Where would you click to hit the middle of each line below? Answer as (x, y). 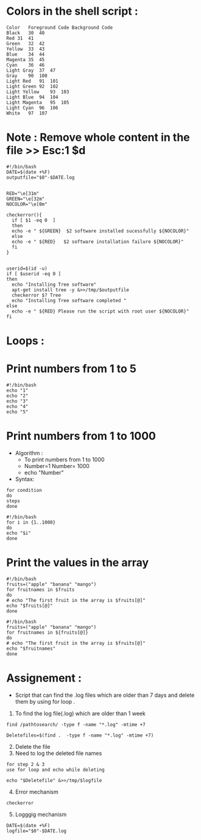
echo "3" (17, 401)
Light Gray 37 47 (31, 70)
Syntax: (25, 479)
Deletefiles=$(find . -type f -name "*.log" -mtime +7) (80, 735)
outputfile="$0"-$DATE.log (41, 177)
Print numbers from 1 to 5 (72, 369)
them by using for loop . (45, 701)
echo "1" (17, 390)
